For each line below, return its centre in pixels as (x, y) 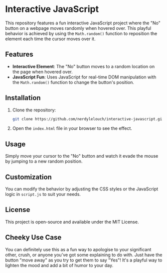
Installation (23, 98)
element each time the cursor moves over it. (50, 39)
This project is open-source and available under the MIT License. (72, 222)
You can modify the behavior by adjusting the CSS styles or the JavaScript (82, 189)
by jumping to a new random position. (44, 161)
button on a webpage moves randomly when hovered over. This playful (78, 28)
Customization (29, 177)
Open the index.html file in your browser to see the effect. (72, 128)
